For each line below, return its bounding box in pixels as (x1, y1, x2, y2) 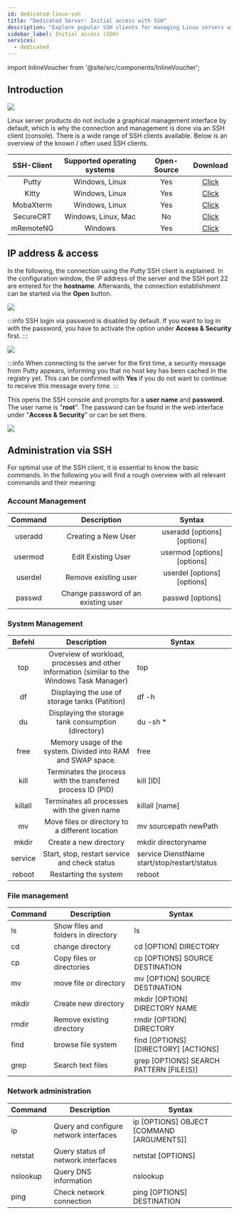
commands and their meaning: (7, 479, 97, 487)
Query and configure (53, 1121, 123, 1131)
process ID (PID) (58, 785, 115, 795)
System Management (7, 619, 83, 629)
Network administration (7, 1086, 92, 1096)
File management (7, 890, 69, 900)
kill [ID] (137, 776, 161, 786)
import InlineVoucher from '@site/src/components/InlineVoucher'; (7, 63, 201, 71)
